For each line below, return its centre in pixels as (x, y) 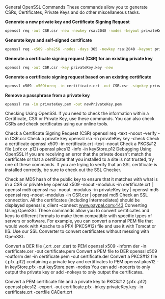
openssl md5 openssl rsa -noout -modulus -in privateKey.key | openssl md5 (82, 190)
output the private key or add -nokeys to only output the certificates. (74, 272)
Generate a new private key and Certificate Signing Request (68, 22)
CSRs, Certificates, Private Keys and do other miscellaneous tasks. (73, 12)
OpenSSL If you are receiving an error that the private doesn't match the (78, 154)
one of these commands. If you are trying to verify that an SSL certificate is (81, 165)
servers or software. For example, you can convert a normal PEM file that (79, 221)
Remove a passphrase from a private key (47, 95)
